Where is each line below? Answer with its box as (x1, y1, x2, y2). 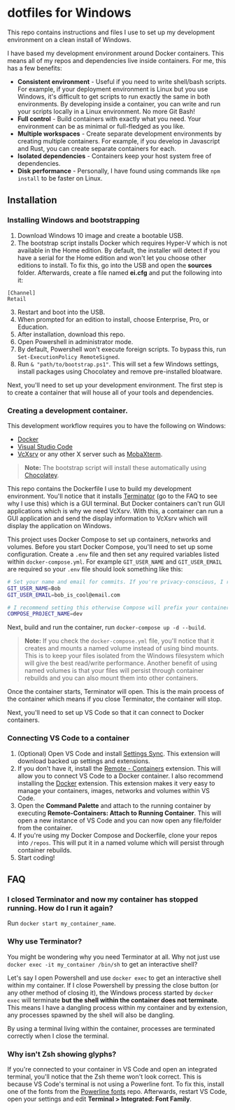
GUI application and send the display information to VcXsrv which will (7, 514, 208, 522)
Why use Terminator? (7, 937, 83, 946)
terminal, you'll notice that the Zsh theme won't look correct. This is (7, 1072, 201, 1081)
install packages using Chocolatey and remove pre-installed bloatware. (17, 367, 222, 376)
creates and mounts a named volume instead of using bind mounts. (24, 644, 219, 653)
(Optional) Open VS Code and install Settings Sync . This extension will (17, 749, 220, 757)
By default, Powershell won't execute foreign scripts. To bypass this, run (17, 345, 226, 353)
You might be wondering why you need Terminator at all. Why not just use (7, 953, 220, 961)
